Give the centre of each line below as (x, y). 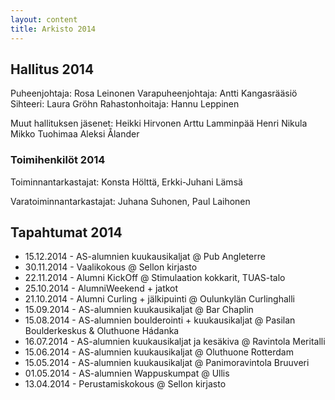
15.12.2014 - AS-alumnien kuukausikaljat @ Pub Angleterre (145, 257)
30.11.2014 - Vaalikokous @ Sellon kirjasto (111, 267)
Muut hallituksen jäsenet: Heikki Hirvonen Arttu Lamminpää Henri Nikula (159, 123)
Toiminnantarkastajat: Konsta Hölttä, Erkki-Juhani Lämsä (126, 182)
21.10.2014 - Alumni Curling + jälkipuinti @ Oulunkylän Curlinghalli (159, 299)
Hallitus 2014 (52, 69)
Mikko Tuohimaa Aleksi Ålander (75, 134)
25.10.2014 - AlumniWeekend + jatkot (101, 288)
